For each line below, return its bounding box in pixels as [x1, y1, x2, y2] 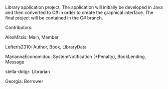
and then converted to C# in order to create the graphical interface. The [5, 9, 154, 15]
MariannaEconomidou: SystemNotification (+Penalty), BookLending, [5, 53, 146, 59]
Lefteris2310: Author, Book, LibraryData [5, 44, 87, 49]
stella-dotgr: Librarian [5, 68, 50, 74]
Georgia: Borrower [5, 78, 44, 84]
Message [5, 59, 25, 64]
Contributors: [5, 24, 33, 30]
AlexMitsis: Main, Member [5, 34, 59, 40]
